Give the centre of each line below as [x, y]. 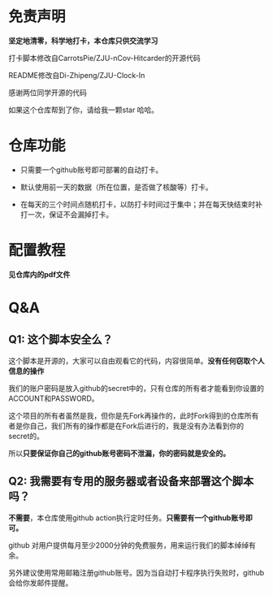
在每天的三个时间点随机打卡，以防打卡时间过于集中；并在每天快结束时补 [141, 204]
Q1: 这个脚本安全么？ [61, 339]
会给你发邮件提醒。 [41, 583]
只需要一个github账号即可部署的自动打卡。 [91, 169]
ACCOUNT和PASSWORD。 [54, 398]
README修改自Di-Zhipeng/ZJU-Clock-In [77, 75]
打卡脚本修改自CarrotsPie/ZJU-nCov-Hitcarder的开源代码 [104, 58]
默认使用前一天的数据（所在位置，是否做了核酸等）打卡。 [116, 187]
